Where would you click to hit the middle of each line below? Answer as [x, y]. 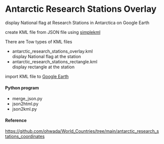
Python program [22, 87]
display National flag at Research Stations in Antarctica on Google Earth [77, 23]
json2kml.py [24, 109]
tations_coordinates [25, 137]
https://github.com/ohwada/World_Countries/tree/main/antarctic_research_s [82, 131]
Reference [16, 120]
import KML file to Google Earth [37, 76]
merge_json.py [27, 99]
